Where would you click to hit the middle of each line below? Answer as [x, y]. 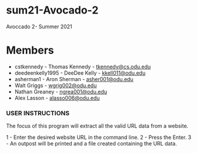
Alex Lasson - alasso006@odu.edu [57, 98]
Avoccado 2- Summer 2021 [39, 26]
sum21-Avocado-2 [52, 10]
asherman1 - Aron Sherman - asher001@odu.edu [74, 79]
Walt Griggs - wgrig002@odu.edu [56, 85]
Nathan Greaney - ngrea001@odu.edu [61, 91]
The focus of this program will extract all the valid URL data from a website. [97, 126]
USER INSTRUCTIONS [38, 113]
